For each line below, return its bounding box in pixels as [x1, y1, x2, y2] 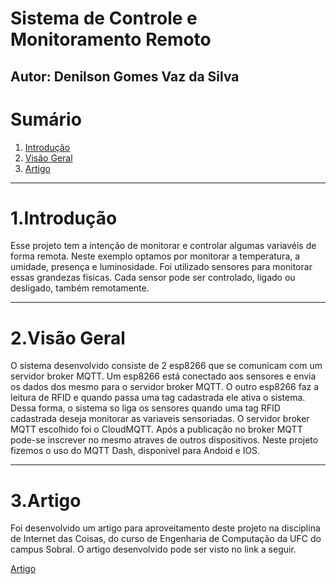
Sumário [10, 108, 82, 131]
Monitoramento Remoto [10, 28, 212, 51]
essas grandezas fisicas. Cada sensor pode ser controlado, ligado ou [10, 272, 296, 284]
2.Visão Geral [10, 327, 126, 349]
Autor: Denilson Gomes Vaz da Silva [10, 68, 240, 85]
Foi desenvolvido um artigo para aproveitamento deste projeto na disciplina [10, 522, 321, 534]
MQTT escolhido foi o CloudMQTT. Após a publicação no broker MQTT [10, 423, 303, 436]
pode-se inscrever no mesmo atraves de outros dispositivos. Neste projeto [10, 434, 319, 446]
